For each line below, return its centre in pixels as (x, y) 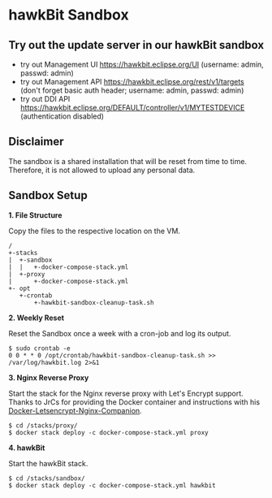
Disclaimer (36, 142)
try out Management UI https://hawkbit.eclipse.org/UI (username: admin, (142, 64)
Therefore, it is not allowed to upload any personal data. (102, 170)
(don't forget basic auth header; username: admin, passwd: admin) (132, 90)
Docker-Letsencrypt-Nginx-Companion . (75, 410)
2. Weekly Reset (37, 318)
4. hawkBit (27, 448)
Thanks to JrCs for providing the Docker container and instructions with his (134, 402)
